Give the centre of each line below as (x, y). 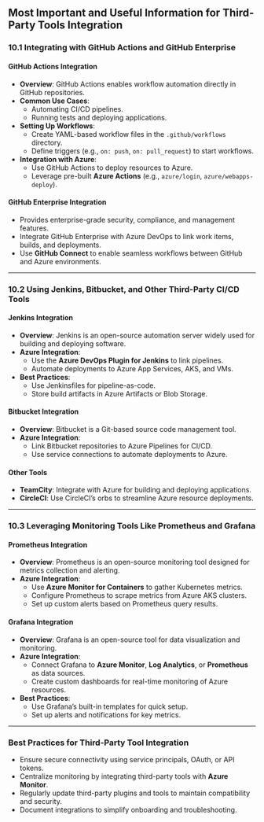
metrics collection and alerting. (70, 570)
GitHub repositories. (52, 92)
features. (34, 228)
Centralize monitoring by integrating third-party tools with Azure (124, 776)
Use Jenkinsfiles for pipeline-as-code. (93, 385)
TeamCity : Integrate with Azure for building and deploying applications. (135, 490)
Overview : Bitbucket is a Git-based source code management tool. (128, 429)
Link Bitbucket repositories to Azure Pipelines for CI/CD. (122, 446)
